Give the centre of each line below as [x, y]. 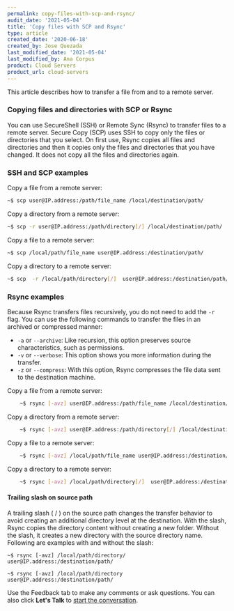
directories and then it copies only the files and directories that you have [111, 147]
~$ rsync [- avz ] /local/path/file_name [78, 456]
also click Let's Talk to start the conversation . [72, 600]
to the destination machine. [56, 377]
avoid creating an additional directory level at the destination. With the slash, [117, 520]
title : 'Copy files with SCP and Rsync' [67, 26]
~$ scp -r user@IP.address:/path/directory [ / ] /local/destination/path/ [115, 226]
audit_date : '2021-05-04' [45, 20]
